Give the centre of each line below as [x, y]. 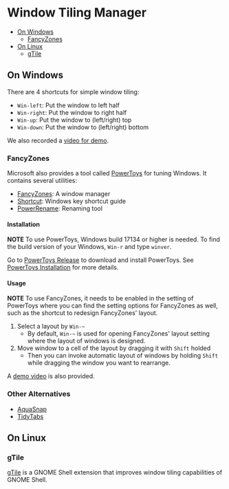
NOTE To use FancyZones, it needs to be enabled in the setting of [100, 298]
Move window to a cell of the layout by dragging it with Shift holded [114, 348]
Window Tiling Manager [77, 13]
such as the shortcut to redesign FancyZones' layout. [83, 313]
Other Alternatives [39, 394]
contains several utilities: [42, 181]
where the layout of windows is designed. [86, 341]
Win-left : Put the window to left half [68, 105]
